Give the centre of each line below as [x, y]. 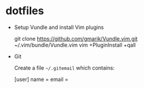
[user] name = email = [41, 79]
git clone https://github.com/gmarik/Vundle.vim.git [76, 38]
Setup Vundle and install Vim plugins [59, 27]
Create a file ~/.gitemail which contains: [64, 68]
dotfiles [25, 11]
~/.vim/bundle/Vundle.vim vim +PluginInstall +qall [75, 45]
